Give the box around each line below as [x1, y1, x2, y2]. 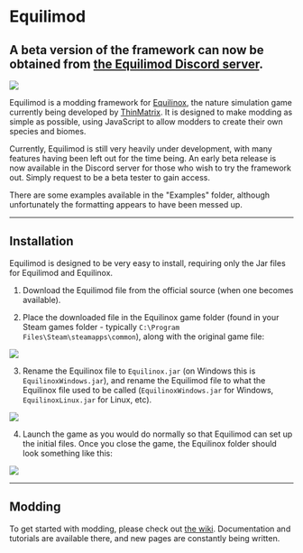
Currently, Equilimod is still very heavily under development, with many [9, 143, 272, 154]
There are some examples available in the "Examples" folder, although [9, 189, 271, 200]
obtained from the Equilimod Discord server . [9, 56, 263, 71]
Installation [9, 234, 74, 249]
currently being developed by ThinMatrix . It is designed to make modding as [9, 106, 293, 117]
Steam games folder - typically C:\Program [22, 321, 180, 332]
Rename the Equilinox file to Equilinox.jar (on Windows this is [22, 365, 256, 376]
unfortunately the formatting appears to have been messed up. [9, 199, 243, 209]
